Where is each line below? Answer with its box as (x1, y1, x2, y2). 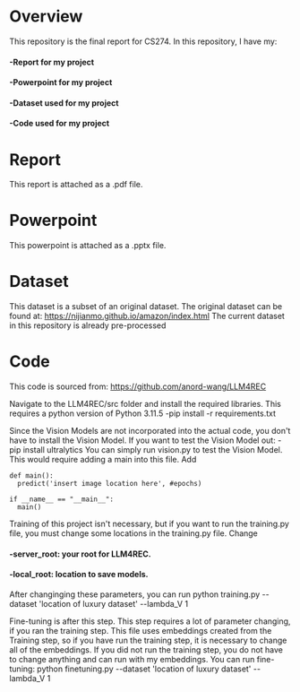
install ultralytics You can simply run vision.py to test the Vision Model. (22, 445, 283, 455)
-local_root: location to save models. (9, 569, 149, 580)
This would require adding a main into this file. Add (9, 454, 197, 465)
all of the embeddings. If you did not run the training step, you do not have (9, 644, 284, 655)
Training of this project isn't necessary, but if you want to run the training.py (9, 518, 289, 530)
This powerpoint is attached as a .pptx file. (9, 240, 167, 251)
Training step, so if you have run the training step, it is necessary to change (9, 635, 287, 645)
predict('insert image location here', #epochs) (17, 480, 202, 489)
